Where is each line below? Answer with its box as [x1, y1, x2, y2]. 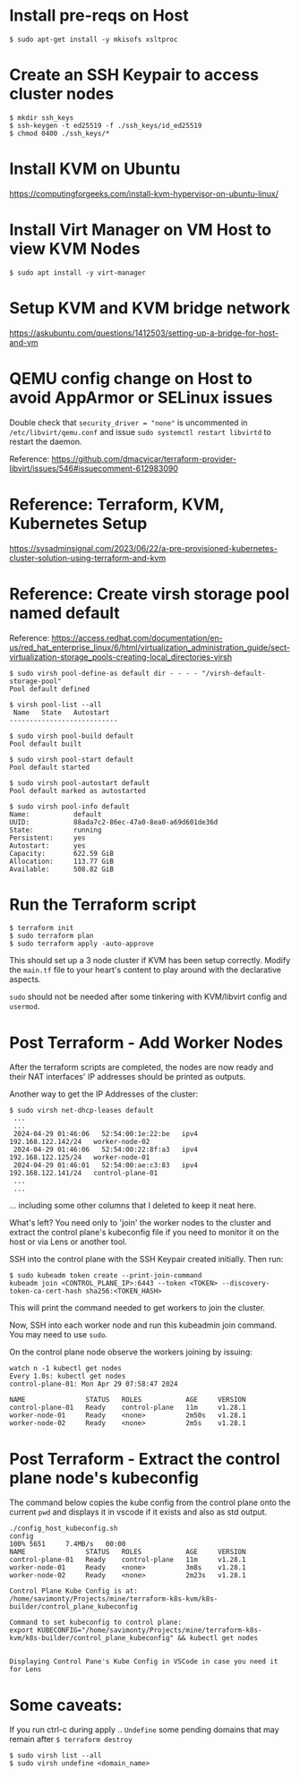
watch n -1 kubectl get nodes [9, 1364, 123, 1373]
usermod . [9, 1001, 40, 1012]
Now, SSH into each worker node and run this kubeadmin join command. [9, 1320, 278, 1330]
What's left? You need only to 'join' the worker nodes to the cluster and [9, 1217, 271, 1228]
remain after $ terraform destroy [9, 1734, 133, 1745]
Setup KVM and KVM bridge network [9, 297, 291, 318]
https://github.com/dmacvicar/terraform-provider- [51, 453, 237, 464]
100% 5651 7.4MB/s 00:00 [9, 1540, 126, 1549]
